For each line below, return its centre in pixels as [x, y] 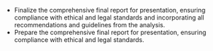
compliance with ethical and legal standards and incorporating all [109, 17]
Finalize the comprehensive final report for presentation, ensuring [110, 10]
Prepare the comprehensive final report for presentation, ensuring [110, 32]
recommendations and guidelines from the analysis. [90, 25]
